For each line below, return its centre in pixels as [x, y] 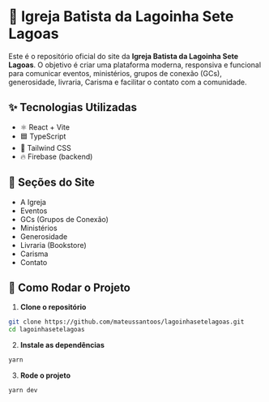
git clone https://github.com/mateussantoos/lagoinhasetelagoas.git [126, 322]
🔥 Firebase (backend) [56, 156]
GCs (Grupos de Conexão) [64, 219]
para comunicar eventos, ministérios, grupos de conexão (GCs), [115, 73]
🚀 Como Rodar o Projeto [70, 287]
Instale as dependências [62, 345]
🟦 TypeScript [43, 136]
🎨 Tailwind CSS [45, 148]
